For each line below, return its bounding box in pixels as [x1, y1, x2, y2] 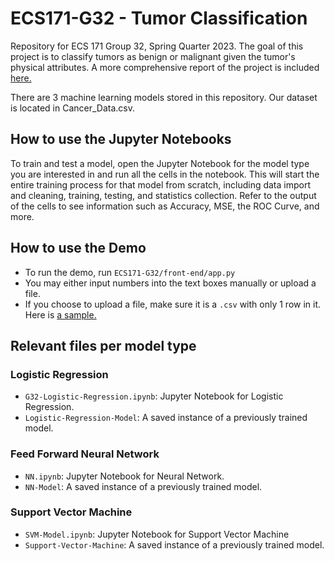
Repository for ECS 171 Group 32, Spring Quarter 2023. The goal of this [10, 40, 304, 52]
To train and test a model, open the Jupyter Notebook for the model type [10, 157, 310, 169]
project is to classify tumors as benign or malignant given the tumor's [10, 50, 296, 62]
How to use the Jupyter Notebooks [10, 131, 232, 148]
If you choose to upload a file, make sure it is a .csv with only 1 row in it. [24, 298, 322, 310]
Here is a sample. [24, 308, 97, 321]
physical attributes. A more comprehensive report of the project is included [10, 61, 320, 73]
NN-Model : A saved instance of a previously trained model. [24, 480, 263, 492]
